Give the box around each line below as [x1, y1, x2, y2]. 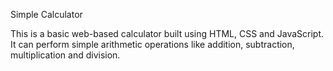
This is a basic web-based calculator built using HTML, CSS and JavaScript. [10, 28, 325, 39]
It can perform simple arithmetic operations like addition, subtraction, [10, 39, 295, 50]
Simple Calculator [10, 9, 83, 20]
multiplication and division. [10, 49, 121, 61]
